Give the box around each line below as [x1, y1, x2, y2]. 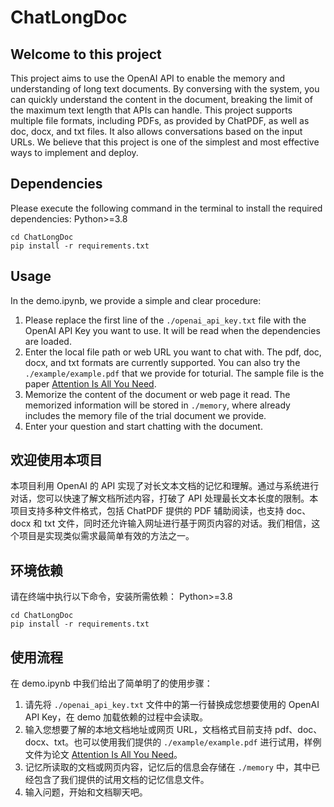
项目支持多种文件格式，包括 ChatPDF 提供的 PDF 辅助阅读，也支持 [10, 505, 285, 517]
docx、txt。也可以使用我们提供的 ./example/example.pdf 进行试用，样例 [24, 736, 322, 748]
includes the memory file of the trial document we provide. [24, 409, 267, 421]
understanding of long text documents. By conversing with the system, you [10, 83, 320, 95]
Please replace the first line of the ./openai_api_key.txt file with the [24, 314, 307, 326]
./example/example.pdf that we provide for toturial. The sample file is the [24, 367, 325, 379]
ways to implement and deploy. [10, 147, 139, 158]
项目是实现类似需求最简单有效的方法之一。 [18, 530, 195, 542]
